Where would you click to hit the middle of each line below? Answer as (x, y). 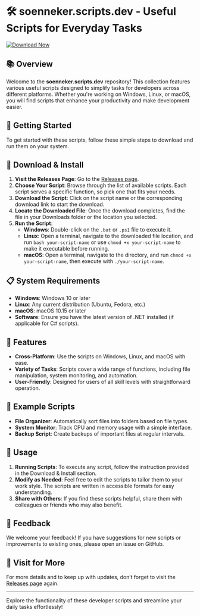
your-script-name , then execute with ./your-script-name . (94, 261)
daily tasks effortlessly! (35, 607)
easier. (14, 107)
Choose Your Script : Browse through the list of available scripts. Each (101, 186)
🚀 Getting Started (39, 126)
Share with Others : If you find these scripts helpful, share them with (99, 498)
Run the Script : (34, 223)
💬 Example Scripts (41, 407)
